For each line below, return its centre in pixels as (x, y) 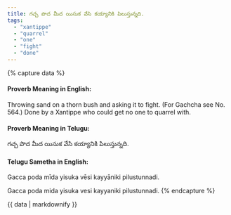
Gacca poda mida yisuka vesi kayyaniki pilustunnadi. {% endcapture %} (111, 191)
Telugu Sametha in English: (48, 162)
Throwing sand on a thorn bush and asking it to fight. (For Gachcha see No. (117, 105)
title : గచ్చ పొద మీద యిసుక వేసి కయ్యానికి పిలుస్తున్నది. (76, 14)
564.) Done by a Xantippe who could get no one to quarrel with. (99, 112)
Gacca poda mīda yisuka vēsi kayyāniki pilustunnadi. (84, 177)
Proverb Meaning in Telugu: (48, 128)
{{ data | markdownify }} (42, 204)
